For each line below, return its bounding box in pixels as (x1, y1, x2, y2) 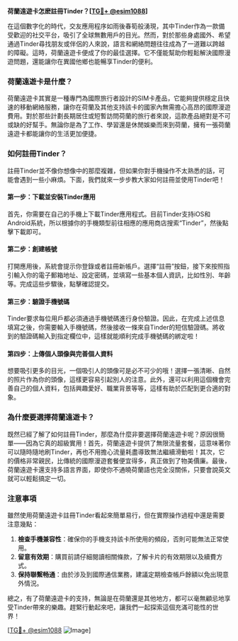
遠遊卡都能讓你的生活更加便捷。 (7, 129, 101, 138)
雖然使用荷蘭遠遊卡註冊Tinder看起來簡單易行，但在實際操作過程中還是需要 (7, 511, 225, 519)
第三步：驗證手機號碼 (7, 297, 69, 306)
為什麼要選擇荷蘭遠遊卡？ (7, 412, 95, 422)
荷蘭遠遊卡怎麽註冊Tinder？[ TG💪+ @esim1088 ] (7, 7, 148, 15)
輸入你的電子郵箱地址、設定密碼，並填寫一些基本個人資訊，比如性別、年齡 (13, 271, 231, 279)
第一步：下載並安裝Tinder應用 (7, 192, 96, 201)
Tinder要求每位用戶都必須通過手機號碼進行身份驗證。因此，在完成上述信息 (7, 314, 225, 323)
